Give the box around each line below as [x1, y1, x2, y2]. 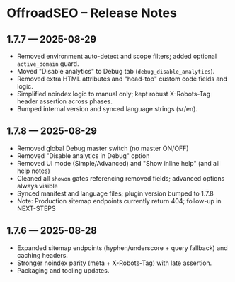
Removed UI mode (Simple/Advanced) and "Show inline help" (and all [16, 159, 220, 167]
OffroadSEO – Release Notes [6, 5, 178, 21]
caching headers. [16, 251, 69, 259]
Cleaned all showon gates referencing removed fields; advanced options [16, 174, 225, 182]
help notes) [16, 167, 50, 175]
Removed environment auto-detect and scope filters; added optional [16, 52, 217, 60]
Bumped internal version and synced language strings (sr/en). [16, 105, 198, 113]
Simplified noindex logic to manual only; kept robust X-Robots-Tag [16, 90, 211, 98]
